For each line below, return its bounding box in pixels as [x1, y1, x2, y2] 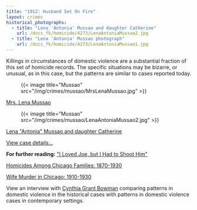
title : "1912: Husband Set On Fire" [6, 8, 96, 15]
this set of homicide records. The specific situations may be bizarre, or [6, 63, 178, 70]
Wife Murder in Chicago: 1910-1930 [6, 173, 92, 180]
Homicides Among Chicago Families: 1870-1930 [6, 162, 122, 169]
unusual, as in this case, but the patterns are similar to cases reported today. [6, 70, 192, 77]
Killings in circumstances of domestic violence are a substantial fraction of [6, 57, 187, 65]
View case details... [6, 139, 54, 146]
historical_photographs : [6, 19, 67, 25]
